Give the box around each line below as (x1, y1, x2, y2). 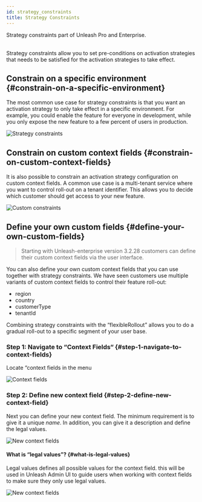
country (15, 296, 35, 304)
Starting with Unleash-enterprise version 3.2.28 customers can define (21, 247, 196, 255)
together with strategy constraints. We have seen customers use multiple (6, 272, 189, 279)
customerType (15, 303, 51, 310)
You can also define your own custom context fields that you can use (6, 265, 178, 273)
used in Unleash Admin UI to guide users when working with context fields (6, 470, 192, 478)
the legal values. (6, 425, 47, 432)
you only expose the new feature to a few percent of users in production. (6, 118, 188, 125)
